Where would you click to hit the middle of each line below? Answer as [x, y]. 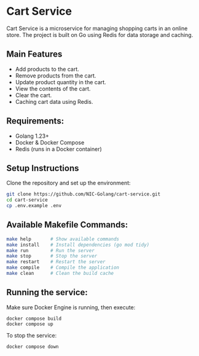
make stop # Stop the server [52, 256]
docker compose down [33, 346]
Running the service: [47, 292]
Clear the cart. [33, 95]
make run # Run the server [51, 250]
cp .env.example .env [34, 206]
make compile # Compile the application [63, 268]
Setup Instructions [43, 168]
